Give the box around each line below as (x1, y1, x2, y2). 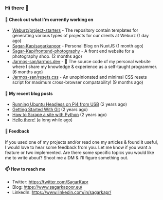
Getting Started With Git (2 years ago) (12, 107, 88, 112)
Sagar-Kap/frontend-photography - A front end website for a (12, 48, 134, 54)
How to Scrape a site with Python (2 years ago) (12, 112, 107, 118)
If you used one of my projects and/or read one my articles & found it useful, (5, 139, 158, 145)
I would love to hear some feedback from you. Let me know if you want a (5, 144, 151, 150)
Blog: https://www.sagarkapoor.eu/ (12, 184, 83, 190)
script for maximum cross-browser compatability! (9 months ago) (12, 79, 144, 85)
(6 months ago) (12, 69, 43, 75)
